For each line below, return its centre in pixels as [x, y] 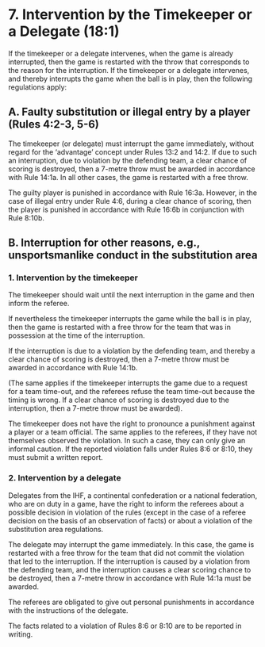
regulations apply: [38, 87]
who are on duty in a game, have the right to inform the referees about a [126, 503]
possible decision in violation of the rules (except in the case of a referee [127, 512]
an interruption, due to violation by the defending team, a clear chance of [128, 160]
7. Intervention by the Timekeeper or [130, 15]
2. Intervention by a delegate [65, 478]
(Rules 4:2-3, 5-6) [54, 124]
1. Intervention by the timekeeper [73, 278]
